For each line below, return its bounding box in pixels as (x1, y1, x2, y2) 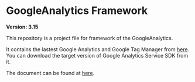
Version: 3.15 (6, 23, 39, 30)
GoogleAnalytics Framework (6, 4, 148, 17)
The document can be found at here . (6, 69, 95, 76)
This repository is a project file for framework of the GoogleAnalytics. (6, 34, 173, 41)
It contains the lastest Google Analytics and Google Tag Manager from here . (6, 45, 190, 53)
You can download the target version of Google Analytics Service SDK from (6, 52, 189, 59)
